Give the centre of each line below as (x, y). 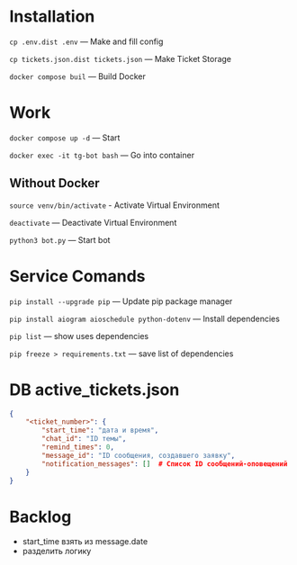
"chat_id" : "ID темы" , (84, 439)
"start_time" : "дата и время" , (100, 430)
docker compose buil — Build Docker (77, 76)
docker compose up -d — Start (65, 138)
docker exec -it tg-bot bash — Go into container (102, 155)
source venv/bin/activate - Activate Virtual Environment (115, 205)
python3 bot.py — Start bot (60, 239)
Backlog (40, 517)
